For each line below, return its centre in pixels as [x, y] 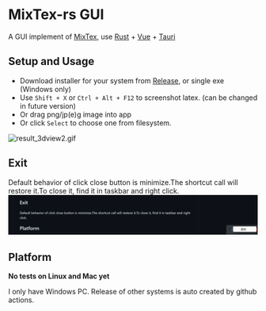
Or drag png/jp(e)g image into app [76, 114]
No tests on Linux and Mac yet [59, 276]
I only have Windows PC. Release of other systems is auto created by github [133, 292]
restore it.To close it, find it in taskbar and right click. [94, 190]
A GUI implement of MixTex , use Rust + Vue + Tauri [92, 36]
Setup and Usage [51, 61]
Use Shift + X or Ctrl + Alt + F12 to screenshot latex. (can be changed [139, 98]
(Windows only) [45, 89]
